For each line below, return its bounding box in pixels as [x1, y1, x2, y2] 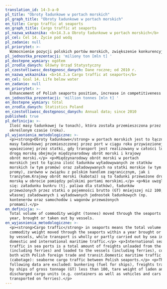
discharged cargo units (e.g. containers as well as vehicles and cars [9, 271, 162, 277]
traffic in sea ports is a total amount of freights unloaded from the [9, 244, 162, 249]
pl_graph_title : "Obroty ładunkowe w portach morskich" [5, 16, 123, 21]
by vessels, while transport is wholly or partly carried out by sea [9, 234, 157, 239]
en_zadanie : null [5, 81, 41, 86]
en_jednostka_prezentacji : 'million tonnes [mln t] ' [5, 95, 119, 100]
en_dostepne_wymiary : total [5, 100, 64, 105]
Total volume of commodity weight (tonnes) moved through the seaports [9, 211, 162, 216]
